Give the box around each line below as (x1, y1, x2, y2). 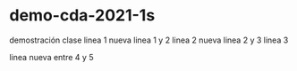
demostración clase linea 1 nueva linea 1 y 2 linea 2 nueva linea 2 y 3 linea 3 (9, 35, 289, 45)
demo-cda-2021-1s (9, 5, 156, 26)
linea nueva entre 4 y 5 (9, 51, 94, 62)
